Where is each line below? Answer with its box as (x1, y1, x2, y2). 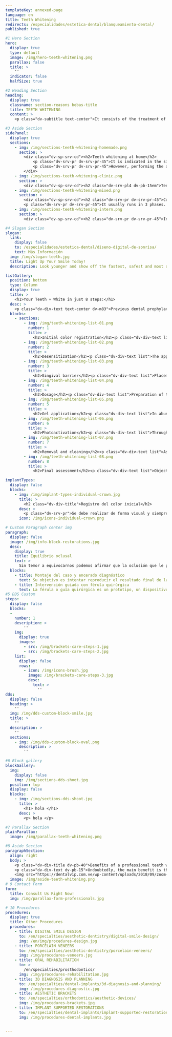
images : (18, 639, 36, 645)
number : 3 (28, 363, 50, 369)
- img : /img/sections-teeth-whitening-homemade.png (14, 145, 127, 150)
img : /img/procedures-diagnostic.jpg (18, 986, 100, 991)
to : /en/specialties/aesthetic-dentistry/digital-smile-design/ (18, 933, 159, 939)
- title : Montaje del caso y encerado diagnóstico (14, 573, 125, 578)
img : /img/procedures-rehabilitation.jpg (18, 972, 109, 977)
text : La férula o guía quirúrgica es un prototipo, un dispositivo (18, 587, 168, 592)
